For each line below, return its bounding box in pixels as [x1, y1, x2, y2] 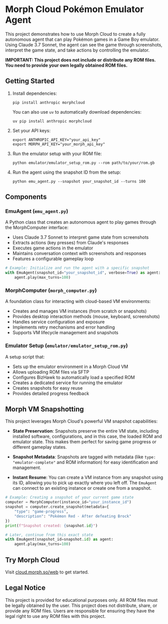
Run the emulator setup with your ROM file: [12, 150, 102, 157]
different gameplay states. [12, 444, 67, 450]
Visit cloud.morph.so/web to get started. [5, 569, 89, 575]
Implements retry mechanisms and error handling [12, 324, 115, 330]
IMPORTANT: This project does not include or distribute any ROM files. [5, 57, 156, 63]
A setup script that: [5, 353, 45, 359]
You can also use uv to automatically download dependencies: [12, 109, 142, 115]
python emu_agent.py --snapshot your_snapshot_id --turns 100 [12, 179, 146, 184]
